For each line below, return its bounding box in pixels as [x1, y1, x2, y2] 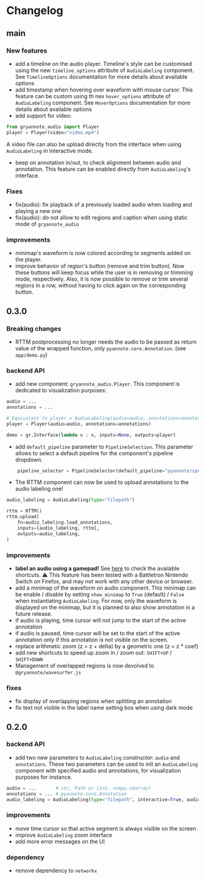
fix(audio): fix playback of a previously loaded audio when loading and [15, 201, 192, 208]
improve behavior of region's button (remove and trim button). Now [15, 262, 185, 270]
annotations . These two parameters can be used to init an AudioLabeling [15, 760, 198, 768]
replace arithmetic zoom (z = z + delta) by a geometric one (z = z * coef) [15, 642, 199, 650]
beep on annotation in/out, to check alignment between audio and [15, 159, 181, 166]
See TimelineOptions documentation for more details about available [15, 73, 188, 80]
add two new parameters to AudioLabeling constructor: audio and [15, 754, 180, 761]
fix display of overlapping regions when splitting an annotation [15, 698, 172, 705]
